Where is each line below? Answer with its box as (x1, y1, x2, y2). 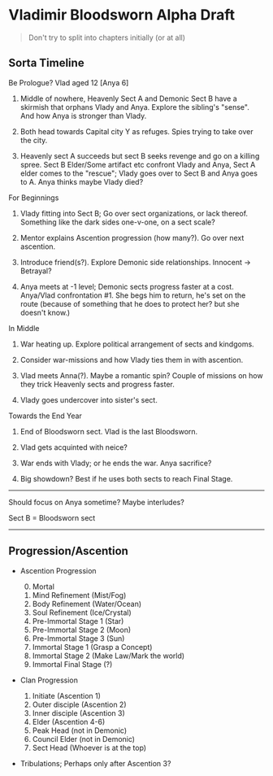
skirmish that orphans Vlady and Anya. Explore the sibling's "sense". (19, 102, 249, 111)
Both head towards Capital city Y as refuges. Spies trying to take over (19, 126, 253, 136)
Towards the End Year (8, 411, 83, 421)
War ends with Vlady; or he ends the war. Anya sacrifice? (19, 458, 212, 468)
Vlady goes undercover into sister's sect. (19, 395, 158, 404)
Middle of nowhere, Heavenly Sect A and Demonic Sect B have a (19, 94, 237, 103)
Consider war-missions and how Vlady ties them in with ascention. (19, 355, 244, 364)
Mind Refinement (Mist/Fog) (32, 590, 127, 599)
